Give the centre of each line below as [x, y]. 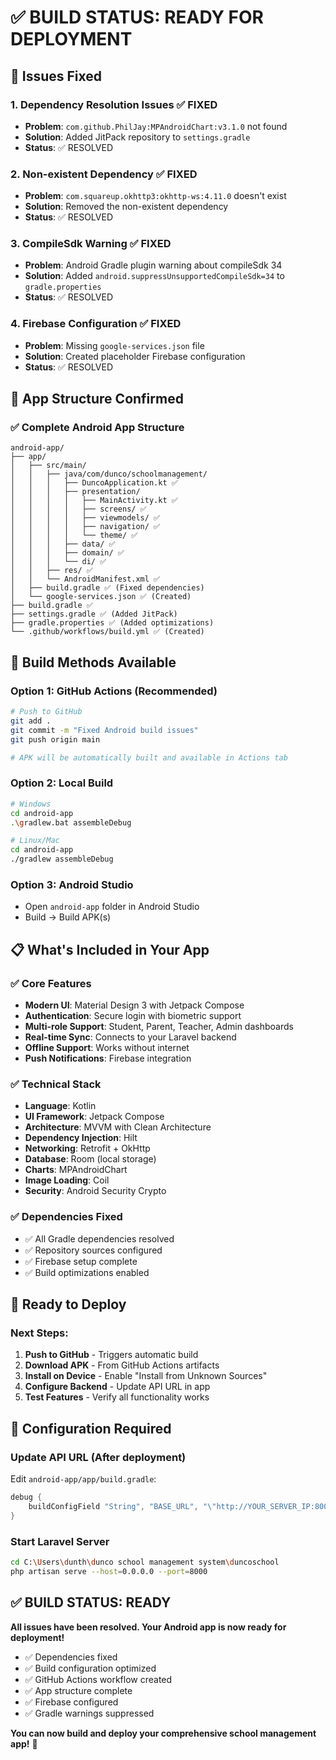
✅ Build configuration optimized [90, 1668]
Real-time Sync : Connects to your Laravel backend [130, 1037]
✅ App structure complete [78, 1690]
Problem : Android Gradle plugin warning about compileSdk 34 [153, 265]
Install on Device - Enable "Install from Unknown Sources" [146, 1376]
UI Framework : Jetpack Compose [94, 1117]
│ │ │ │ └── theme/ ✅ [74, 536]
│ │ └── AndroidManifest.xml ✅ [85, 579]
